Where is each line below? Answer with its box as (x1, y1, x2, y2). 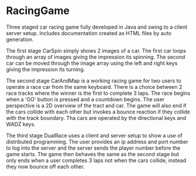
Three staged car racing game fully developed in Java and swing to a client (6, 23, 188, 30)
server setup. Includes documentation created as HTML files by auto (6, 29, 171, 36)
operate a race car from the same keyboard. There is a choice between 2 (6, 83, 183, 90)
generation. (6, 36, 34, 43)
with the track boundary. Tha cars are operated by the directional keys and (6, 114, 186, 121)
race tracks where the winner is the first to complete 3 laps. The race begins (6, 89, 191, 96)
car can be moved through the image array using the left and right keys (6, 60, 178, 67)
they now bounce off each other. (6, 163, 85, 170)
